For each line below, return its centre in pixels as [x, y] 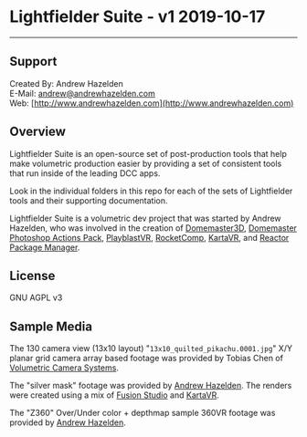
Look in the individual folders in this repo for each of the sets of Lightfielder [151, 191]
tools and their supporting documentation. [89, 200]
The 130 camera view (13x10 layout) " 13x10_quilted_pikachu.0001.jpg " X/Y [151, 349]
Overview [38, 132]
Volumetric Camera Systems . [64, 368]
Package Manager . [45, 247]
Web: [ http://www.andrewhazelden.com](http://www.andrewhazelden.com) [152, 103]
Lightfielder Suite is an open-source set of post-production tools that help [148, 153]
